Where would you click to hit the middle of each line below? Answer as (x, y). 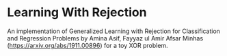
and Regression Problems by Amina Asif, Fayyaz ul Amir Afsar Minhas (105, 38)
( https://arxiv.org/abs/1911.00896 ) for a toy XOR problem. (88, 45)
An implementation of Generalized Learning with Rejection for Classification (114, 31)
